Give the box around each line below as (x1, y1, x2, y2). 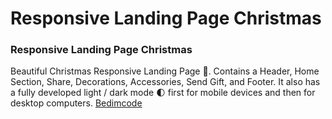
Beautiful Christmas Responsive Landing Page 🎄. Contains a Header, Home (10, 65, 320, 77)
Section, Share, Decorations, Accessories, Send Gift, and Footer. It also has (10, 76, 321, 88)
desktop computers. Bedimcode (10, 97, 143, 109)
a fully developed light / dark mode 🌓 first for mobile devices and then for (10, 87, 316, 99)
